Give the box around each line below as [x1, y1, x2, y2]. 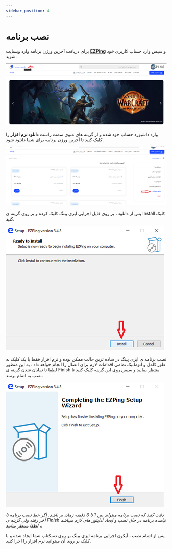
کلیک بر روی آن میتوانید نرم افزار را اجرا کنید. [6, 538, 91, 544]
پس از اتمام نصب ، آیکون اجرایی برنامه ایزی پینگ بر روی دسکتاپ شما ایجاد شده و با [6, 532, 165, 538]
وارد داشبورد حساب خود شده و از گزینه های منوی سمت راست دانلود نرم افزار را [6, 131, 158, 137]
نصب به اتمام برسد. [6, 372, 43, 378]
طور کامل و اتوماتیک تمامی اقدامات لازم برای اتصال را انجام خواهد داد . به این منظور [6, 361, 166, 367]
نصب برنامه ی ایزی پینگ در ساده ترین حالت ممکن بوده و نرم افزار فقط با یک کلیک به [6, 356, 167, 362]
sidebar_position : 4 [6, 8, 50, 13]
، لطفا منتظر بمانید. [6, 522, 43, 529]
